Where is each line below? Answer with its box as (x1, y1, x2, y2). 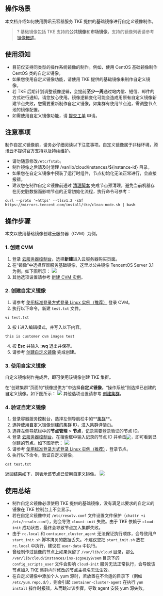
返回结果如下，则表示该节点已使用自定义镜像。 (5, 471, 98, 477)
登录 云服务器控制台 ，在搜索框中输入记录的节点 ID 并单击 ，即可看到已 (12, 434, 157, 440)
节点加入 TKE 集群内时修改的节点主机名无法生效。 (12, 567, 113, 573)
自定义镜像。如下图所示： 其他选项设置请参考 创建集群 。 (5, 391, 124, 397)
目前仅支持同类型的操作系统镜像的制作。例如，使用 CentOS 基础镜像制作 (12, 64, 158, 70)
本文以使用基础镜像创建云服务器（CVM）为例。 (5, 231, 100, 237)
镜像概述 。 (16, 34, 39, 40)
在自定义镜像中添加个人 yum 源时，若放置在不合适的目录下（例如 (12, 573, 143, 579)
